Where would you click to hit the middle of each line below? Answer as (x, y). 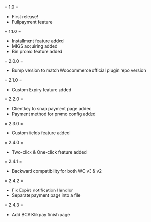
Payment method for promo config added (54, 114)
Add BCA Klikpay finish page (41, 214)
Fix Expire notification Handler (42, 190)
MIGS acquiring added (34, 46)
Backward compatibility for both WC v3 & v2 (57, 171)
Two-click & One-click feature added (49, 152)
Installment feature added (38, 41)
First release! (25, 16)
